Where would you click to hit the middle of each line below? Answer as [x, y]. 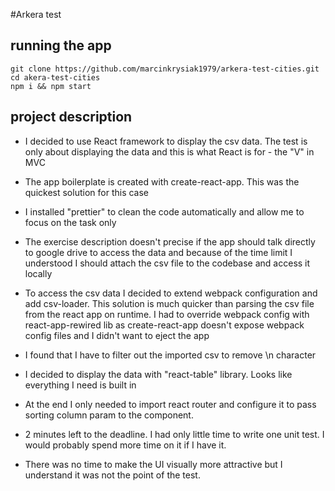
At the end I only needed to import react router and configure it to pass [170, 404]
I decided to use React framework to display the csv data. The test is [166, 141]
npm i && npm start [51, 86]
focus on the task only [70, 222]
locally [38, 273]
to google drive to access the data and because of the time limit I [158, 252]
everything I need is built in [80, 385]
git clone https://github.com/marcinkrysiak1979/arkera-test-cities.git [165, 69]
